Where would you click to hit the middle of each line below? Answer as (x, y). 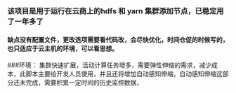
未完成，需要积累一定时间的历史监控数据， (81, 83)
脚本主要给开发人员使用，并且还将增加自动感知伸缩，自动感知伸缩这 (124, 74)
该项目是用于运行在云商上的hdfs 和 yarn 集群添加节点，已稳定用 (116, 10)
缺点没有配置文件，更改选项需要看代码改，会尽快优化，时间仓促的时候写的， (118, 39)
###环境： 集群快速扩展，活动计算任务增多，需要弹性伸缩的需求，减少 (110, 65)
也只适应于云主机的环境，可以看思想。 (63, 48)
